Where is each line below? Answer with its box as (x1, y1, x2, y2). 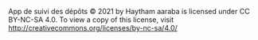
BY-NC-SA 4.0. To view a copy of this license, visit (8, 15, 174, 24)
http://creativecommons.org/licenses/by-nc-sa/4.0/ (8, 24, 178, 32)
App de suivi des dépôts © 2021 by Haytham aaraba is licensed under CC (8, 7, 250, 16)
